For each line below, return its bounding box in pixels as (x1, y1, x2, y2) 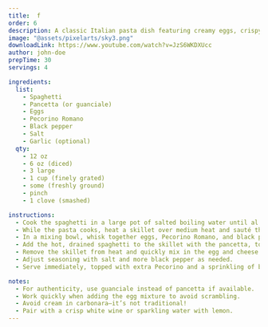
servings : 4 (8, 64, 48, 72)
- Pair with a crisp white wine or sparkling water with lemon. (15, 307, 234, 315)
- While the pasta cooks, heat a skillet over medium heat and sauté (15, 226, 251, 234)
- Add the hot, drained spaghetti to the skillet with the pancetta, (15, 241, 251, 249)
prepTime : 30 (8, 57, 52, 65)
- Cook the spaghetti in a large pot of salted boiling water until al (15, 219, 259, 227)
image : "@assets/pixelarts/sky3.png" (8, 33, 134, 42)
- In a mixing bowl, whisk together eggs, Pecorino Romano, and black (15, 233, 255, 242)
